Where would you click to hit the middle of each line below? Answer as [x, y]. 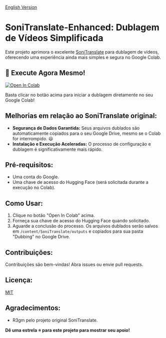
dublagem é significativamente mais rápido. [57, 149]
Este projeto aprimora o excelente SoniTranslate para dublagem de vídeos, [82, 52]
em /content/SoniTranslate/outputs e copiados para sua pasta [78, 231]
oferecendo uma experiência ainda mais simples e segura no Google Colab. [83, 57]
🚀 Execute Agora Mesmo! [45, 73]
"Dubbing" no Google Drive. [41, 237]
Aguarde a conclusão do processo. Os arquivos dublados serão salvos [85, 226]
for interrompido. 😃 [33, 138]
